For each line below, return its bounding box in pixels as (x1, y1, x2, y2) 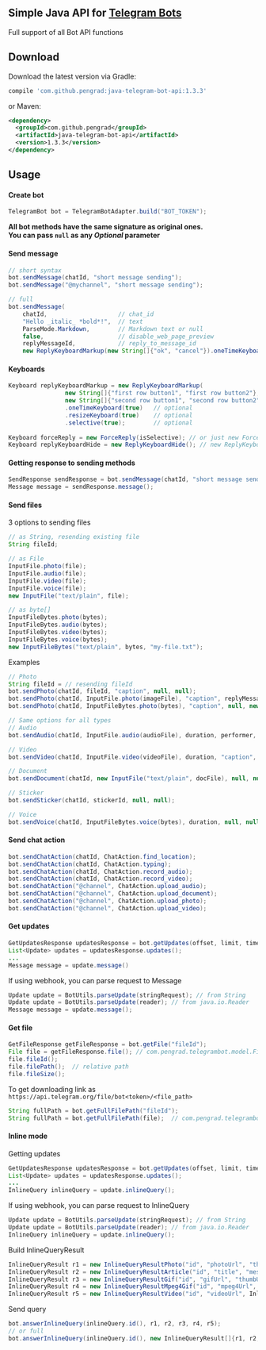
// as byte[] (8, 606, 51, 614)
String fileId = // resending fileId (8, 680, 133, 688)
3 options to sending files (8, 517, 91, 527)
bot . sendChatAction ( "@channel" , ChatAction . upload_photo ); (8, 897, 207, 906)
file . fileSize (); (8, 1070, 66, 1078)
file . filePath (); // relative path (8, 1063, 129, 1071)
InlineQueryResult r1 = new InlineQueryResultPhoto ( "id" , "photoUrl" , (8, 1260, 246, 1268)
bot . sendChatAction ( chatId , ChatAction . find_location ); (8, 852, 196, 860)
